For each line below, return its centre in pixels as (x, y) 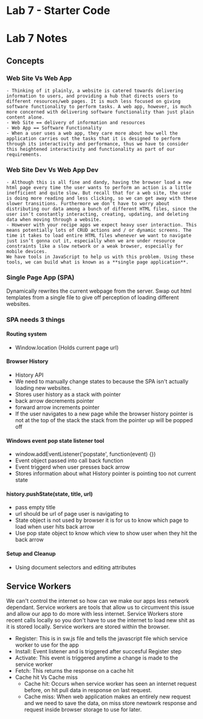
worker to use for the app (47, 645)
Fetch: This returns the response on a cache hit (74, 671)
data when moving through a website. (54, 220)
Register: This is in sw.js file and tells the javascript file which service (101, 639)
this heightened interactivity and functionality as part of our (91, 150)
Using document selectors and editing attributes (75, 567)
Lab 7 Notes (37, 39)
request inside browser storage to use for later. (83, 710)
